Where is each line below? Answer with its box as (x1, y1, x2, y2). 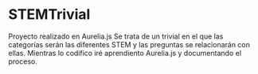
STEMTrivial (8, 6, 91, 24)
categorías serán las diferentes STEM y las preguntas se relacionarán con (8, 39, 251, 49)
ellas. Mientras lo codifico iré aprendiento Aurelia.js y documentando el (8, 48, 241, 57)
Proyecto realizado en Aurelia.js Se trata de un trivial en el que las (8, 31, 224, 41)
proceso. (8, 57, 37, 66)
